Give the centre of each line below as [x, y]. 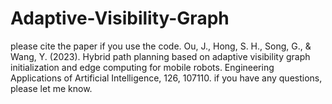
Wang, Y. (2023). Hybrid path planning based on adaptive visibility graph [160, 56]
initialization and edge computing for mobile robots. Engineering [142, 67]
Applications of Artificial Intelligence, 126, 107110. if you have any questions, [166, 78]
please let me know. [51, 88]
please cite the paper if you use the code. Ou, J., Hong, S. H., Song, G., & [161, 46]
